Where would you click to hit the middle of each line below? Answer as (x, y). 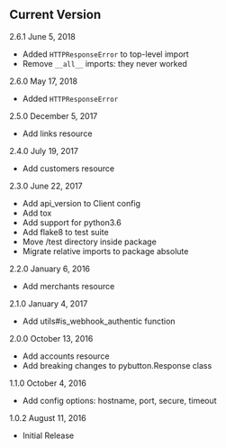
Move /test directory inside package (90, 242)
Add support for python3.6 (72, 222)
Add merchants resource (68, 286)
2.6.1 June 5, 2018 (43, 36)
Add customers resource (68, 168)
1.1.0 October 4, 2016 (48, 383)
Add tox (37, 213)
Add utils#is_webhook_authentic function (99, 321)
